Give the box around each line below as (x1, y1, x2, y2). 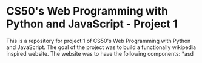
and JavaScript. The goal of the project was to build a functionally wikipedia (6, 44, 196, 51)
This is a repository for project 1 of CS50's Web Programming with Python (6, 37, 191, 44)
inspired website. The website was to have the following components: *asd (6, 50, 194, 57)
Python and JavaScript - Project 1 (6, 17, 178, 31)
